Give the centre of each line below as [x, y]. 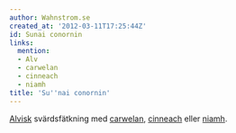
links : [22, 43]
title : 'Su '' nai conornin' [60, 93]
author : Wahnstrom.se [50, 18]
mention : [34, 51]
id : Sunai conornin [46, 34]
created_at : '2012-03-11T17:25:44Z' [78, 26]
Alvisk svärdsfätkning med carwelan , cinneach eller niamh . [118, 119]
